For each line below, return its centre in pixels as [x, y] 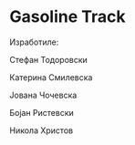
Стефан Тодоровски [49, 59]
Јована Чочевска [43, 95]
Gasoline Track [67, 17]
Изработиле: [34, 42]
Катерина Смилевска [51, 77]
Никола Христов [42, 130]
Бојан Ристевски [42, 112]
